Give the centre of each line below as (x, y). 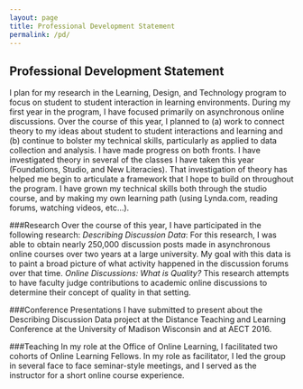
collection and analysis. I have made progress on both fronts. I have (135, 151)
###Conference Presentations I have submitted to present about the (136, 310)
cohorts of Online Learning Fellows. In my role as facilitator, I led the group (147, 357)
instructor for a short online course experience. (97, 375)
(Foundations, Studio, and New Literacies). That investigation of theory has (148, 170)
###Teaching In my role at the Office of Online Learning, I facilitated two (143, 347)
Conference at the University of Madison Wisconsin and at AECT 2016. (141, 329)
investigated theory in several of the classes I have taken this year (132, 160)
